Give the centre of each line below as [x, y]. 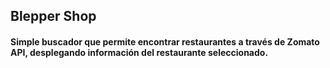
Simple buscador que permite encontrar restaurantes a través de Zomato [165, 41]
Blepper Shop [53, 16]
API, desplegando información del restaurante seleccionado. [139, 52]
